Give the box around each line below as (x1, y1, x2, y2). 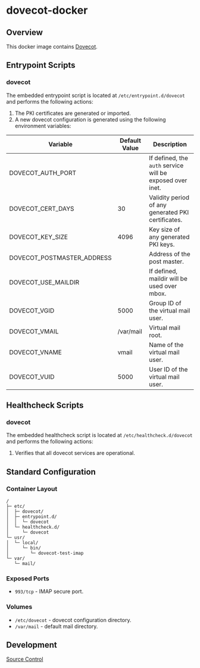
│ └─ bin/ (6, 545, 42, 551)
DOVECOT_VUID (9, 373, 55, 381)
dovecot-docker (6, 4, 88, 17)
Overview (6, 27, 43, 38)
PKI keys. (148, 240, 175, 248)
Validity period (148, 193, 189, 201)
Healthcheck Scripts (6, 400, 84, 411)
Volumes (6, 603, 33, 611)
